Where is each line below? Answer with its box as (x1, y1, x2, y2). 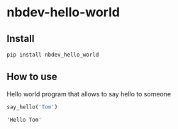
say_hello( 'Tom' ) (6, 103, 58, 111)
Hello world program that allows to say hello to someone (6, 89, 172, 98)
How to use (6, 71, 57, 83)
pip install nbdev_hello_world (6, 51, 99, 58)
